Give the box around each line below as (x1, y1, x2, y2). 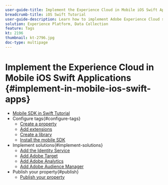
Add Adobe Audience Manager (19, 163, 84, 169)
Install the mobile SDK (19, 136, 65, 143)
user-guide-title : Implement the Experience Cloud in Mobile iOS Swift (5, 7, 157, 13)
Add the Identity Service (19, 147, 70, 153)
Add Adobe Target (19, 152, 58, 158)
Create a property (19, 121, 57, 127)
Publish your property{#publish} (12, 168, 79, 174)
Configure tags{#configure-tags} (12, 115, 81, 121)
